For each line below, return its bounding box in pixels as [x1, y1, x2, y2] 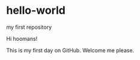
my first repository [6, 23, 52, 31]
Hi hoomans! [6, 35, 38, 42]
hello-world [6, 4, 66, 17]
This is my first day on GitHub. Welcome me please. [6, 46, 135, 54]
